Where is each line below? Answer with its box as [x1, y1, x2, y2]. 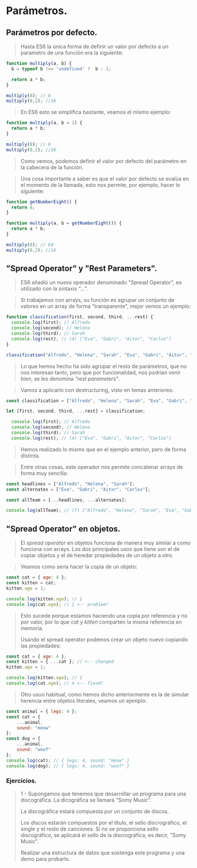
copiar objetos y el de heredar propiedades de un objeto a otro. [20, 552, 174, 559]
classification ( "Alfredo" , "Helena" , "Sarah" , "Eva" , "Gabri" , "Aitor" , [6, 352, 188, 358]
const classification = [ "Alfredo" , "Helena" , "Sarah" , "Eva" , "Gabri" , [6, 397, 188, 404]
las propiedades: [20, 642, 62, 649]
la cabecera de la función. [20, 164, 84, 171]
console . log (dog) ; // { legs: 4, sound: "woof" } [6, 763, 130, 769]
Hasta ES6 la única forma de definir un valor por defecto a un [20, 43, 169, 50]
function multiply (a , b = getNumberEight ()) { [6, 220, 122, 226]
